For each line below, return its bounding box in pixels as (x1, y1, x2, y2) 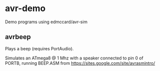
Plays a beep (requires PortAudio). (5, 45, 74, 51)
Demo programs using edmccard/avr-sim (5, 19, 88, 25)
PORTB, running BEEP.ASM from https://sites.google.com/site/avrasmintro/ (5, 60, 155, 66)
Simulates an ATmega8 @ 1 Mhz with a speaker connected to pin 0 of (5, 55, 144, 61)
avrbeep (5, 33, 31, 41)
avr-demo (5, 3, 46, 14)
